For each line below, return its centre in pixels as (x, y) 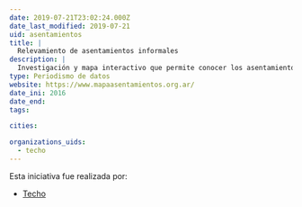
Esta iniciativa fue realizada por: (68, 175)
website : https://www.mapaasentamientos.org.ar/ (102, 85)
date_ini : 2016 (38, 93)
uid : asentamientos (46, 34)
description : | (38, 59)
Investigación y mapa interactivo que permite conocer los (130, 68)
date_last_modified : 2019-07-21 (70, 26)
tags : (19, 110)
